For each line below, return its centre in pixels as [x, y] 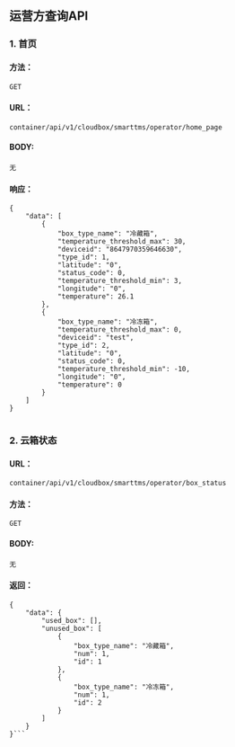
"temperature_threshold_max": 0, [119, 330]
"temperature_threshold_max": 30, [122, 242]
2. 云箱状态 [33, 440]
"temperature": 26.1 [96, 297]
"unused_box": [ [72, 628]
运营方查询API [49, 16]
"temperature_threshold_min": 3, [119, 281]
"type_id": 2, [83, 346]
